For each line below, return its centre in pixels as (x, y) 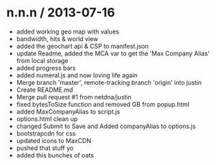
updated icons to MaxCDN (54, 140)
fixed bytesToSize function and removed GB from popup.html (103, 104)
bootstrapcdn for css (46, 133)
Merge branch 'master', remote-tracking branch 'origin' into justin (109, 82)
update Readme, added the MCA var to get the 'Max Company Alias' (113, 53)
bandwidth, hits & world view (57, 38)
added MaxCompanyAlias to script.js (68, 112)
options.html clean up (47, 118)
